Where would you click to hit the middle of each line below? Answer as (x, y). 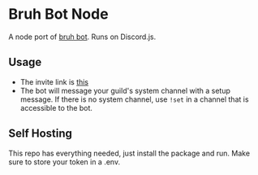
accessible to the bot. (56, 107)
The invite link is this (54, 81)
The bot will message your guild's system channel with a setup (125, 90)
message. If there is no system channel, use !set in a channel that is (134, 99)
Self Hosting (41, 134)
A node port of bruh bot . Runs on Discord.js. (82, 37)
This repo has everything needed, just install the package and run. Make (129, 153)
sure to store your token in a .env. (64, 162)
